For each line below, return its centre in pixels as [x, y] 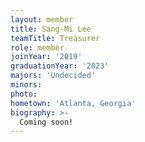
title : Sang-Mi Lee [51, 29]
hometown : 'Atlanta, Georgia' [73, 103]
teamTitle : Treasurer [55, 38]
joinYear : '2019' [46, 57]
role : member [37, 47]
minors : [26, 85]
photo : [24, 94]
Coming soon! [46, 122]
